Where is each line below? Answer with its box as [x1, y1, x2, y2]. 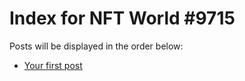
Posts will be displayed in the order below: [9, 40, 184, 52]
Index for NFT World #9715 [9, 7, 236, 30]
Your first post [23, 59, 83, 71]
